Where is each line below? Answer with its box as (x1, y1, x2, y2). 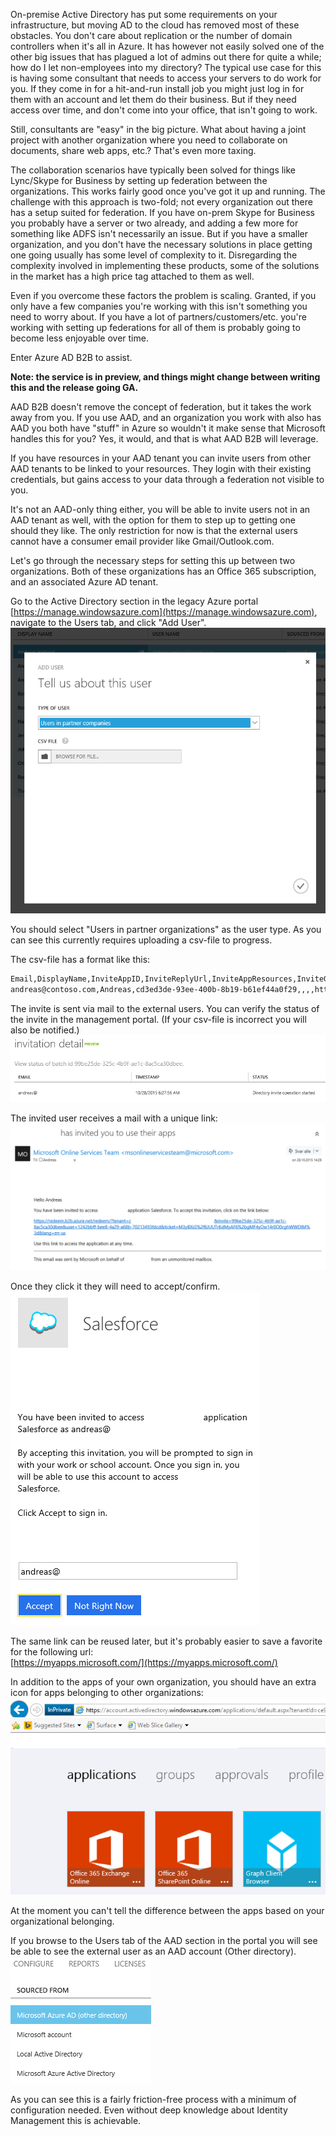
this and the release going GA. (10, 382, 139, 393)
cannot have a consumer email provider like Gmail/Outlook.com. (10, 535, 275, 547)
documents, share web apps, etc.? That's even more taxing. (10, 145, 257, 156)
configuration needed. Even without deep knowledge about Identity (10, 2104, 288, 2116)
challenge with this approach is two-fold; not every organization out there (10, 196, 313, 208)
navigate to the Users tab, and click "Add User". (10, 617, 207, 628)
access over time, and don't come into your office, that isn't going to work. (10, 104, 318, 116)
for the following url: (10, 1646, 94, 1658)
